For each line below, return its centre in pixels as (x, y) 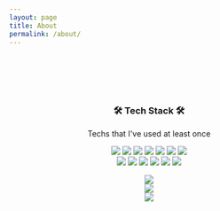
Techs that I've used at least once (149, 133)
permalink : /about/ (45, 34)
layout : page (33, 17)
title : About (33, 26)
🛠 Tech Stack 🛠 (149, 111)
